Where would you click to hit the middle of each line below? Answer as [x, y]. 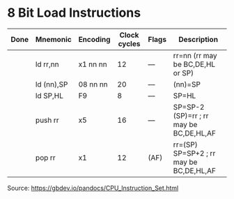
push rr [47, 120]
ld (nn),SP [52, 84]
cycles [129, 43]
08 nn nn [93, 84]
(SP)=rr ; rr [191, 115]
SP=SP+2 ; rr [194, 153]
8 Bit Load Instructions [74, 13]
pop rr [45, 157]
